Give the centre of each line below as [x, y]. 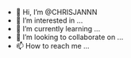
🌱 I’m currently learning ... [58, 29]
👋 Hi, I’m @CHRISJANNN [56, 12]
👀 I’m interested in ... [49, 20]
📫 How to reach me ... [52, 46]
